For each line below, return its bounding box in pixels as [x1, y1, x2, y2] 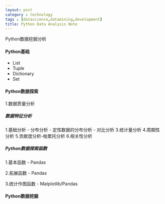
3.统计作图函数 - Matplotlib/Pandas [5, 180, 78, 187]
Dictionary [12, 71, 34, 77]
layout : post [5, 7, 33, 13]
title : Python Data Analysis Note [5, 21, 78, 27]
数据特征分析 [5, 113, 32, 119]
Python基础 [5, 48, 30, 55]
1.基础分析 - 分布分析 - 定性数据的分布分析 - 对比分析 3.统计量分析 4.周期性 [5, 127, 160, 133]
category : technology [5, 12, 53, 17]
